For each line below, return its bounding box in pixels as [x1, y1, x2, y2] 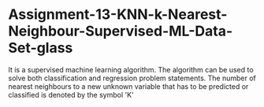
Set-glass [8, 39, 73, 57]
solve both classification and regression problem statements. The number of [8, 73, 256, 83]
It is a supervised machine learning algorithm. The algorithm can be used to [8, 65, 254, 74]
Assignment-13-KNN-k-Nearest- [8, 6, 228, 24]
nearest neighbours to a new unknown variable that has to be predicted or [8, 81, 249, 91]
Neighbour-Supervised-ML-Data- [8, 22, 233, 40]
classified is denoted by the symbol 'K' [8, 90, 134, 99]
